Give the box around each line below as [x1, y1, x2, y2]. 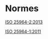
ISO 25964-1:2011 [5, 28, 41, 34]
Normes [5, 3, 39, 14]
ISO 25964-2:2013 [5, 19, 43, 25]
